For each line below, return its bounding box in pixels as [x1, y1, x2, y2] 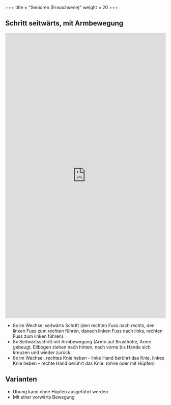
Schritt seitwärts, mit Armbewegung [5, 19, 124, 28]
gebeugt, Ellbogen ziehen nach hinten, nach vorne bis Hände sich [12, 344, 151, 350]
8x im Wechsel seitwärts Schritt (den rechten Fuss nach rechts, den [12, 322, 155, 329]
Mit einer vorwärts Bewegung [12, 394, 75, 400]
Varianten [5, 375, 37, 384]
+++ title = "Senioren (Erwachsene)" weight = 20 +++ [5, 5, 119, 10]
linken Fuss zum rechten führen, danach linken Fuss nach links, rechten [12, 328, 163, 334]
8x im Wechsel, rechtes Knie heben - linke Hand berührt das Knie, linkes [12, 355, 164, 361]
